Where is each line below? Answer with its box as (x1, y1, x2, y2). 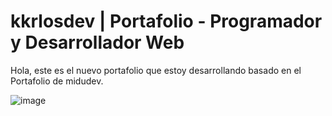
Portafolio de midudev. (10, 75, 104, 87)
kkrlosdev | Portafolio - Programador (10, 10, 323, 33)
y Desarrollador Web (10, 31, 185, 54)
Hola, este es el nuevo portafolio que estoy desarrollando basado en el (10, 64, 302, 76)
